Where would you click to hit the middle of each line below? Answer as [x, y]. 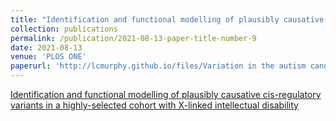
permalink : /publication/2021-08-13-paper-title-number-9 [133, 38]
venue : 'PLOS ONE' [48, 57]
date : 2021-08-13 [46, 47]
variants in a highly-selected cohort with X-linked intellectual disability [154, 105]
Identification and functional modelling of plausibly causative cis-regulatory [166, 94]
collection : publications [64, 29]
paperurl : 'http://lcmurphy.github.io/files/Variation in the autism [158, 66]
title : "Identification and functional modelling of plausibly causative [167, 19]
